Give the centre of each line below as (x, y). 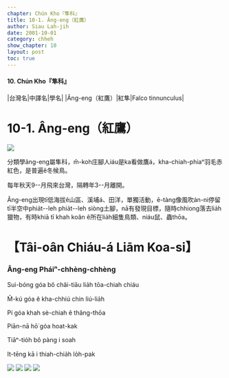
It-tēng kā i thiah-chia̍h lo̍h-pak (51, 354)
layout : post (26, 52)
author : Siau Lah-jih (38, 26)
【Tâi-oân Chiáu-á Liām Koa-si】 (102, 247)
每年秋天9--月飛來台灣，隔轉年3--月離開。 (68, 185)
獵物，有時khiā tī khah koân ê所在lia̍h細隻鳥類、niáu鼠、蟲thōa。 (99, 217)
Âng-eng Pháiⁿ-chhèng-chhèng (62, 269)
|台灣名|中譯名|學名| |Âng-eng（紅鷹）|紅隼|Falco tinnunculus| (96, 98)
